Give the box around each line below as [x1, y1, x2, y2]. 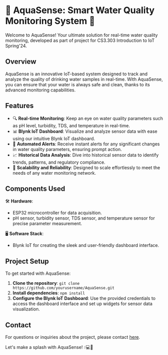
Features [5, 102, 34, 110]
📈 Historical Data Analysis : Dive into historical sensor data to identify [12, 151, 159, 158]
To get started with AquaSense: [5, 270, 71, 277]
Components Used [5, 184, 66, 193]
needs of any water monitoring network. [12, 170, 96, 176]
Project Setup [5, 257, 49, 266]
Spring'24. [5, 42, 27, 48]
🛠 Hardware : [5, 198, 34, 204]
